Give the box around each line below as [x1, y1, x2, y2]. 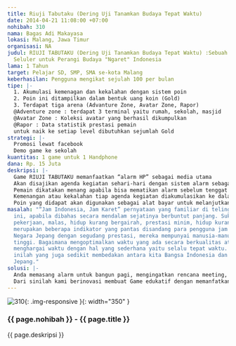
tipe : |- [7, 82, 33, 89]
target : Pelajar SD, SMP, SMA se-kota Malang [7, 69, 143, 76]
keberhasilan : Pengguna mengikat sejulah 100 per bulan [7, 75, 174, 83]
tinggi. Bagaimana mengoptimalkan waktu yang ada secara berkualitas [13, 239, 221, 246]
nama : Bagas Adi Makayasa [7, 29, 83, 37]
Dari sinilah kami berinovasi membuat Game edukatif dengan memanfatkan [13, 278, 231, 285]
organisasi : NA [7, 43, 52, 50]
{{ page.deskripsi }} [7, 331, 65, 339]
